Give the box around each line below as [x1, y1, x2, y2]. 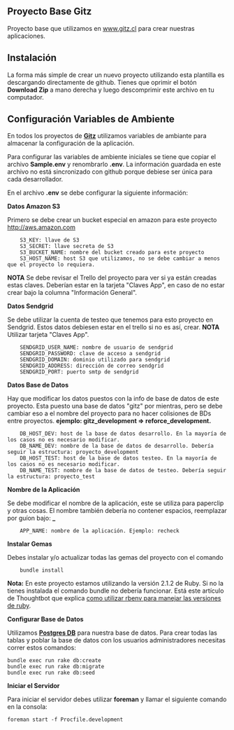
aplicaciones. [7, 32, 45, 40]
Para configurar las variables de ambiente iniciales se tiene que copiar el [7, 153, 217, 161]
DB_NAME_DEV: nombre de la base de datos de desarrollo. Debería [20, 443, 214, 450]
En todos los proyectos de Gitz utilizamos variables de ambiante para [7, 132, 207, 140]
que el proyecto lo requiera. [7, 261, 96, 268]
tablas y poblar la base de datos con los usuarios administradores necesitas [7, 636, 226, 645]
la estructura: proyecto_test [7, 473, 96, 481]
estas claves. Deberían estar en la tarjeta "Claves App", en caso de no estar [7, 281, 225, 289]
